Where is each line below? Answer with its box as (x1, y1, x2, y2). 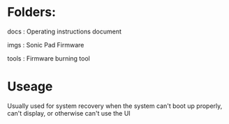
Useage (7, 79, 53, 95)
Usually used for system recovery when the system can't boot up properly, (7, 102, 223, 110)
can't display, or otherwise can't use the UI (7, 109, 131, 117)
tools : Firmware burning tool (7, 54, 91, 63)
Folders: (7, 4, 57, 20)
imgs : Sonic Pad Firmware (7, 40, 84, 49)
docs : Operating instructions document (7, 27, 122, 36)
